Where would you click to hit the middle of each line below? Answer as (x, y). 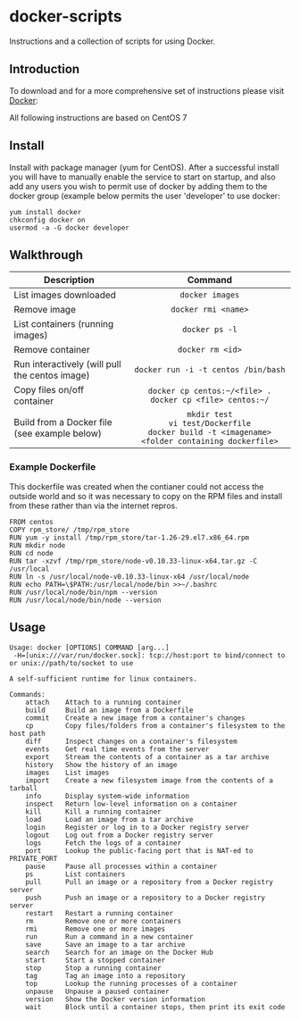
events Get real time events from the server (117, 749)
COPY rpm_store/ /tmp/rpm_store (69, 530)
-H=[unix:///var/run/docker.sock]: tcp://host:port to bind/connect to (149, 656)
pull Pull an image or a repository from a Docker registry (150, 882)
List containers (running (64, 324)
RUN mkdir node (37, 545)
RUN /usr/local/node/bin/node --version (86, 600)
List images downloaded (65, 295)
